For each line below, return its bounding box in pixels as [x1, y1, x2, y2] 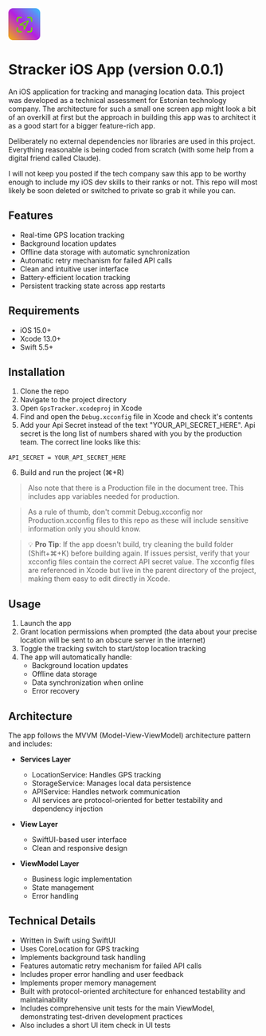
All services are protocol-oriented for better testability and [31, 796, 223, 805]
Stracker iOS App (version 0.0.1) [8, 61, 225, 79]
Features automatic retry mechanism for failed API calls [19, 961, 202, 971]
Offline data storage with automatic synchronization [19, 247, 190, 256]
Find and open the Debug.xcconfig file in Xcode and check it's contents [19, 412, 253, 421]
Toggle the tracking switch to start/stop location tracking [19, 644, 206, 654]
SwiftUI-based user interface [31, 835, 127, 844]
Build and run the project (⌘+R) [19, 468, 125, 477]
